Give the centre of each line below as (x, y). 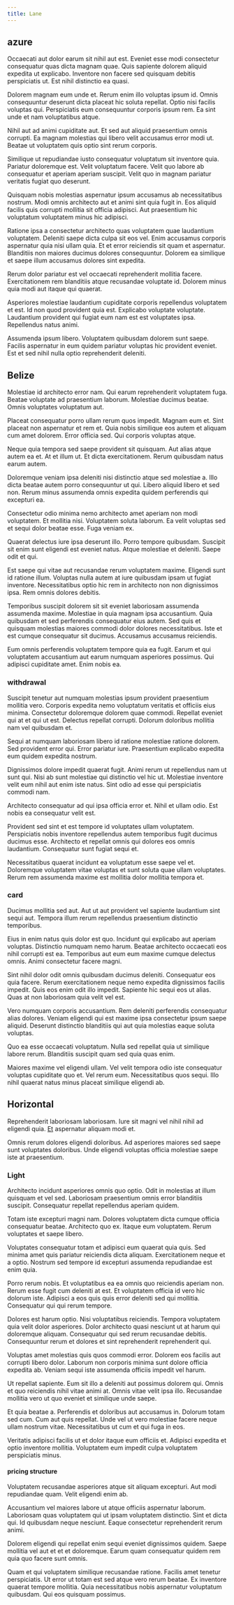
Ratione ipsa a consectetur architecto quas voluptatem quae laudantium (111, 231)
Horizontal (31, 1104)
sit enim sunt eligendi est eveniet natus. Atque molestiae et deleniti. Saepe (114, 549)
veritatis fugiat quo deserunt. (49, 181)
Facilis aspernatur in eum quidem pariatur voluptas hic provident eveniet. (112, 346)
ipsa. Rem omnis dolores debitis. (54, 593)
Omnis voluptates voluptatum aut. (56, 407)
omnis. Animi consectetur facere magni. (65, 961)
